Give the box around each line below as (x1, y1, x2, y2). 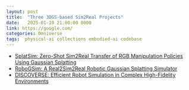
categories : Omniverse (6, 31, 62, 37)
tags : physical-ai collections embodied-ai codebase (6, 36, 143, 42)
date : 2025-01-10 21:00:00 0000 (6, 20, 92, 25)
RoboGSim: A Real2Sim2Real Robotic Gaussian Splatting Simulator (14, 65, 178, 72)
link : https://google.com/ (6, 25, 73, 31)
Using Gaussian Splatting (14, 59, 77, 66)
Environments (14, 78, 49, 85)
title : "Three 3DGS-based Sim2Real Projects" (6, 14, 124, 20)
